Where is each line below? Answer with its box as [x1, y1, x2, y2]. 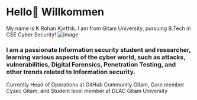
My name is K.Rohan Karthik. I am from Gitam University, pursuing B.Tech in [6, 25, 191, 32]
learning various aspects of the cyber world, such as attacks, [6, 53, 186, 61]
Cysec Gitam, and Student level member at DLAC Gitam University [6, 88, 168, 95]
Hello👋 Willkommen [6, 5, 105, 19]
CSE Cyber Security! [6, 31, 56, 38]
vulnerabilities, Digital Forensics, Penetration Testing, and [6, 60, 176, 68]
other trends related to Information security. [6, 68, 136, 76]
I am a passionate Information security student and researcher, [6, 45, 191, 54]
